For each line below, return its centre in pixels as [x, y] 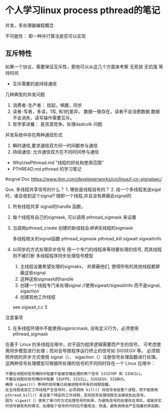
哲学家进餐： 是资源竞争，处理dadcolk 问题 [57, 124]
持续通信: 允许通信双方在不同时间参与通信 [56, 151]
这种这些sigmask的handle [47, 279]
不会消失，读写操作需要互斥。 [43, 118]
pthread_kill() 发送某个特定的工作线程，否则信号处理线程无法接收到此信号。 [76, 395]
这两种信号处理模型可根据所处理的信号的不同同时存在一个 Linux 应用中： [80, 363]
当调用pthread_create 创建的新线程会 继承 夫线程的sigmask [73, 228]
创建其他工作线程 [38, 297]
